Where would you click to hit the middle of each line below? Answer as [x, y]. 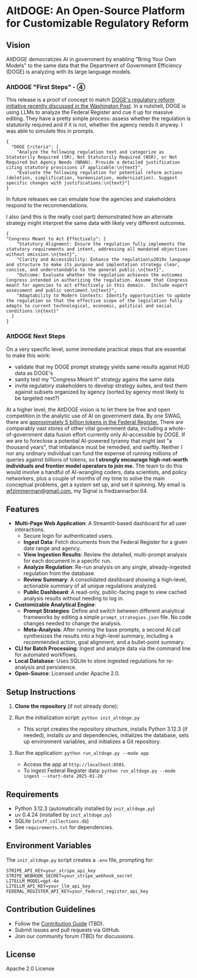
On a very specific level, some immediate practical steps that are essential [96, 349]
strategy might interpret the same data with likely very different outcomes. [96, 223]
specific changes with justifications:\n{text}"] [68, 183]
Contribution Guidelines [51, 909]
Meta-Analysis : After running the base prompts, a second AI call [102, 630]
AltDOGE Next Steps [36, 336]
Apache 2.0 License [30, 969]
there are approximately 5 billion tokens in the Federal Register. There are [95, 422]
